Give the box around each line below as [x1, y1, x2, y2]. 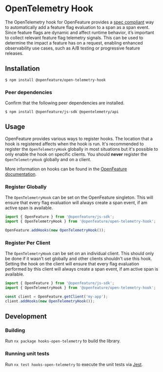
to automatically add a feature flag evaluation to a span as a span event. [5, 24, 150, 30]
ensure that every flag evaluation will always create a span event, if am [5, 200, 147, 206]
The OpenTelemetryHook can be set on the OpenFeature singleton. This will [5, 194, 154, 201]
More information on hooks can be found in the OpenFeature [5, 166, 127, 172]
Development [5, 312, 47, 321]
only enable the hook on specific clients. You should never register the [5, 151, 147, 157]
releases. [5, 50, 23, 56]
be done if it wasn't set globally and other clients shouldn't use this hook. [5, 256, 152, 262]
